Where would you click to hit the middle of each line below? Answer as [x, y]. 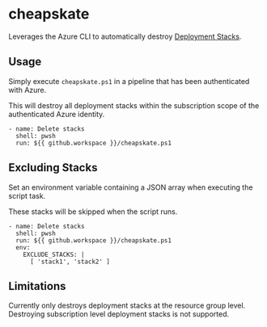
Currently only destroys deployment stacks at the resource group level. [127, 306]
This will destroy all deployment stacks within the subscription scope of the [134, 105]
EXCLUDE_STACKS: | [54, 254]
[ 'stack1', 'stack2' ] [70, 262]
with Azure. [28, 90]
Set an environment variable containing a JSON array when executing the [131, 187]
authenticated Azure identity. [57, 114]
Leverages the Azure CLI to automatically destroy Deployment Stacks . [125, 36]
